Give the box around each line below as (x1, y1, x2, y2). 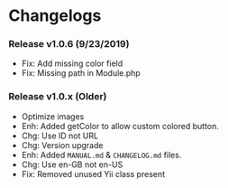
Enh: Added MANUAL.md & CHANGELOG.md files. (21, 149, 182, 160)
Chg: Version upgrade (21, 139, 104, 150)
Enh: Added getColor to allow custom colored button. (21, 120, 220, 131)
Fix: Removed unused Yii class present (21, 168, 166, 179)
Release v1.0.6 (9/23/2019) (8, 38, 130, 51)
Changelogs (8, 5, 102, 26)
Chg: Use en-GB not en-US (21, 159, 123, 170)
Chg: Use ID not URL (21, 130, 99, 141)
